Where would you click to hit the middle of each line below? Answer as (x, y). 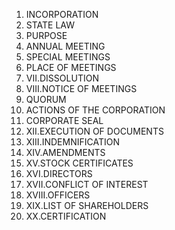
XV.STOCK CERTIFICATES (79, 163)
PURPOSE (46, 35)
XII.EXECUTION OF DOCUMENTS (94, 131)
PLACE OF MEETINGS (71, 67)
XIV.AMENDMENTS (65, 152)
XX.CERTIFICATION (66, 216)
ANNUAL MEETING (65, 46)
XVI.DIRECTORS (59, 173)
